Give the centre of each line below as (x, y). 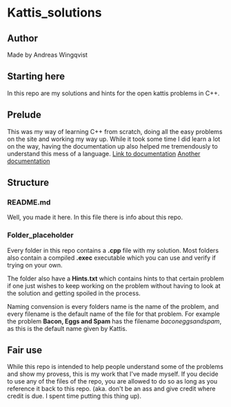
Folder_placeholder (40, 235)
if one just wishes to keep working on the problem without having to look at (114, 285)
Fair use (25, 350)
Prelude (24, 115)
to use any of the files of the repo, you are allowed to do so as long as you (112, 381)
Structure (28, 183)
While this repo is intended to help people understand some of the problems (115, 367)
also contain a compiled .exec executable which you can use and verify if (111, 258)
